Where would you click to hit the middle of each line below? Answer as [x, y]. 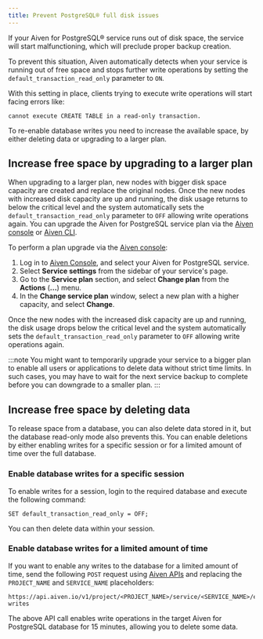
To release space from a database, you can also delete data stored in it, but [130, 429]
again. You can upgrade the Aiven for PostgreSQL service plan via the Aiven [131, 224]
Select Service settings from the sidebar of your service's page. [124, 271]
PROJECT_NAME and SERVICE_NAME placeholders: [81, 582]
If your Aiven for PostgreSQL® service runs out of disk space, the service [126, 38]
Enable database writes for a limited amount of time [108, 549]
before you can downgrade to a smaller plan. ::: [84, 385]
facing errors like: [36, 101]
